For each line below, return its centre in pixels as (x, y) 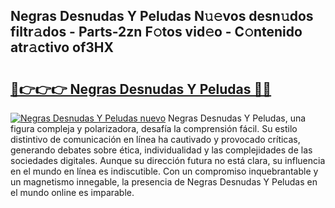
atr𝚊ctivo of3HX (62, 47)
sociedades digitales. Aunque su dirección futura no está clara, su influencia (168, 160)
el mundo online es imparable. (72, 192)
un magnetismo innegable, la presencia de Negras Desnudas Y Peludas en (164, 182)
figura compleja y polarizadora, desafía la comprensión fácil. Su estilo (154, 128)
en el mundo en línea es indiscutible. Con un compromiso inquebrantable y (164, 171)
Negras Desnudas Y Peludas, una (237, 118)
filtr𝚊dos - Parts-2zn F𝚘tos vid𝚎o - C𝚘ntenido (156, 32)
